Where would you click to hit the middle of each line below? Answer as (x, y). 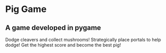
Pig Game (26, 9)
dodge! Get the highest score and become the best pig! (63, 45)
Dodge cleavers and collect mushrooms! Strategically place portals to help (83, 39)
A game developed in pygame (53, 28)
